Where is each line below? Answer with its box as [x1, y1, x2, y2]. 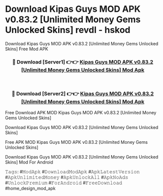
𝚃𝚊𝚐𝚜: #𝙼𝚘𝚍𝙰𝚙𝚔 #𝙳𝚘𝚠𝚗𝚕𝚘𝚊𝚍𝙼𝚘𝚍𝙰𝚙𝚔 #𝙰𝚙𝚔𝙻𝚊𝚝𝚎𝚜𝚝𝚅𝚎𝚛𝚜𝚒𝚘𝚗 [5, 168, 140, 174]
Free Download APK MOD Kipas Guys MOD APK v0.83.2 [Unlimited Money [5, 109, 157, 115]
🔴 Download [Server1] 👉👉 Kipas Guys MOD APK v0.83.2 [12, 58, 154, 65]
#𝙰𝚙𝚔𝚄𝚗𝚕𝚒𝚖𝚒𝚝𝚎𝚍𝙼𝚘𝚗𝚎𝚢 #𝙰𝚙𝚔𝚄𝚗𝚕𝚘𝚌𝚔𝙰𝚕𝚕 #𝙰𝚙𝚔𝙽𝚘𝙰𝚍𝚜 [5, 174, 129, 180]
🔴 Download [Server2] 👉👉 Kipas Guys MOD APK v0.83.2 [11, 90, 154, 97]
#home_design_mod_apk [5, 185, 56, 191]
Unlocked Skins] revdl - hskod [5, 25, 130, 35]
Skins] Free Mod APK [5, 46, 48, 52]
